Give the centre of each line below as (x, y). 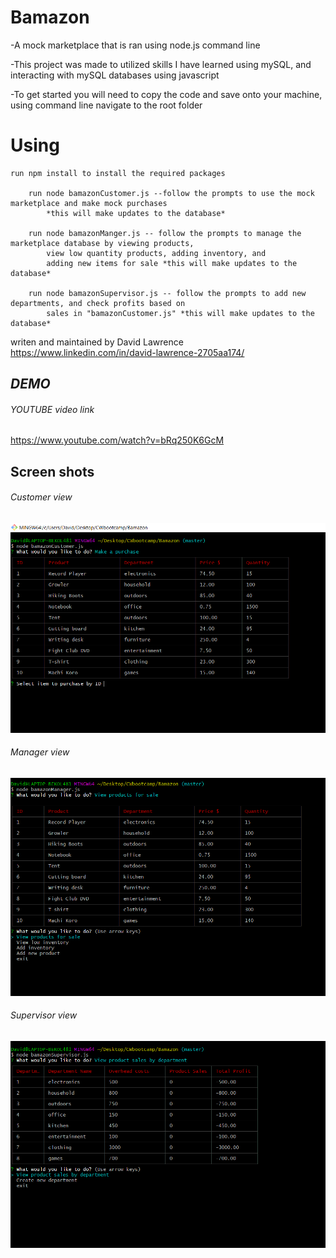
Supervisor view (44, 1015)
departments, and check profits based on (98, 303)
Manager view (40, 752)
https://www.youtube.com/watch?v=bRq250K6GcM (117, 440)
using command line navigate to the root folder (106, 105)
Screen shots (52, 471)
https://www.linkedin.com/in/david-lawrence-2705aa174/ (127, 352)
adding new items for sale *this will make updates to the (172, 263)
